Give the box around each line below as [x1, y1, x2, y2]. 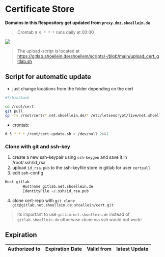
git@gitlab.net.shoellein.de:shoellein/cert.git [12, 203, 114, 208]
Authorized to [7, 245, 41, 252]
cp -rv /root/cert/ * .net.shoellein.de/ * [5, 113, 89, 118]
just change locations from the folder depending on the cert [12, 86, 134, 91]
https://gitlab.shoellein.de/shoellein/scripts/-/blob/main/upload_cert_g [17, 53, 159, 59]
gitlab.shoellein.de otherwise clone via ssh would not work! [17, 217, 142, 223]
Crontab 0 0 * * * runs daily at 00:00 [17, 29, 94, 35]
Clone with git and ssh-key [5, 143, 70, 150]
